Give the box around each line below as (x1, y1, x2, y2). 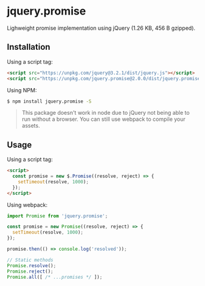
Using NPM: (7, 86, 37, 94)
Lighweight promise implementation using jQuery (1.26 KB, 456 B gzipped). (7, 24, 196, 32)
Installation (7, 42, 50, 52)
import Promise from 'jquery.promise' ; (7, 213, 108, 219)
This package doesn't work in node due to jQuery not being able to (21, 109, 190, 117)
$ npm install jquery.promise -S (7, 98, 92, 104)
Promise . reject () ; (7, 268, 54, 274)
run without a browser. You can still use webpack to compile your (21, 115, 186, 123)
